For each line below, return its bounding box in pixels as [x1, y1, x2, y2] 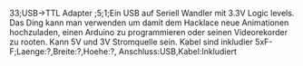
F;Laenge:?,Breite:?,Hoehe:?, [9, 46, 117, 57]
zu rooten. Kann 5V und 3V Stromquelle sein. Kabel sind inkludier [9, 36, 254, 47]
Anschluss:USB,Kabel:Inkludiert [118, 46, 238, 57]
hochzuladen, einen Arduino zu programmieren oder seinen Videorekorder [9, 27, 288, 37]
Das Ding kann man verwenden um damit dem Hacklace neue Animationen [9, 17, 289, 28]
